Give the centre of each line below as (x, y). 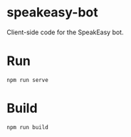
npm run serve (28, 80)
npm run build (28, 127)
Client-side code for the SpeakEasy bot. (65, 32)
